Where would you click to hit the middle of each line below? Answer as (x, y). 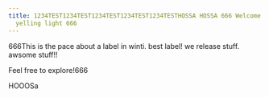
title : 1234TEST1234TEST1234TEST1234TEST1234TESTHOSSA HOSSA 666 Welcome (135, 16)
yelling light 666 (47, 23)
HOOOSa (23, 86)
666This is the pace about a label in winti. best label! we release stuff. (124, 46)
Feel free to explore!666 (48, 70)
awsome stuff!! (33, 55)
